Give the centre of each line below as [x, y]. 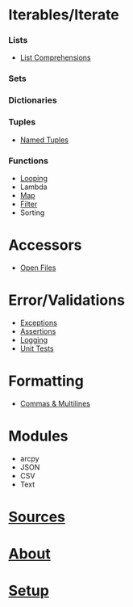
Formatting [46, 381]
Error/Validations [66, 300]
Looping [34, 178]
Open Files [38, 268]
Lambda [33, 187]
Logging [34, 339]
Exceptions [39, 322]
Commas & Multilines [55, 403]
